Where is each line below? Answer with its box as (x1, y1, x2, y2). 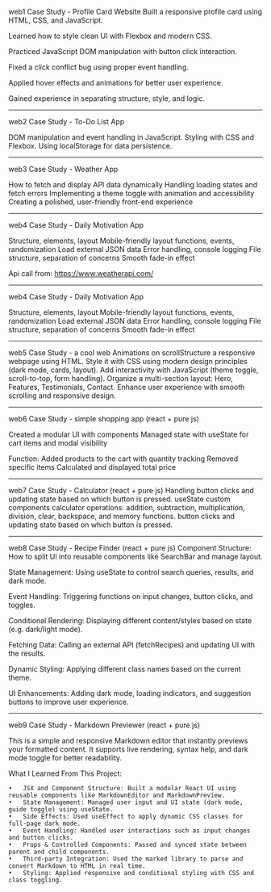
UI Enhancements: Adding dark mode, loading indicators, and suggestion (8, 689, 252, 697)
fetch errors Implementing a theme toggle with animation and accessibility (8, 189, 255, 198)
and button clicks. (8, 834, 74, 842)
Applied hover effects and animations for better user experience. (8, 78, 223, 87)
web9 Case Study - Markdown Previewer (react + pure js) (8, 720, 201, 730)
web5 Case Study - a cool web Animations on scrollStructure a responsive (8, 348, 256, 358)
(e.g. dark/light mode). (8, 625, 83, 634)
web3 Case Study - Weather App (8, 165, 119, 174)
